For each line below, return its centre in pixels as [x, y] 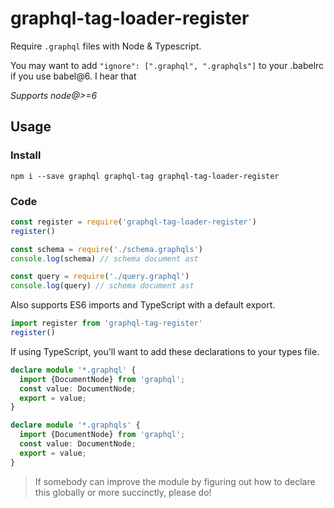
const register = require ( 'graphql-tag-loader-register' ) [133, 222]
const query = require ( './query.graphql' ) [100, 277]
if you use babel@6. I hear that [73, 76]
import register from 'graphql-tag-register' [106, 323]
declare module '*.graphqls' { [75, 425]
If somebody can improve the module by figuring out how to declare [175, 481]
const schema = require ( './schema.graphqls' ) [106, 249]
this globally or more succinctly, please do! [123, 492]
